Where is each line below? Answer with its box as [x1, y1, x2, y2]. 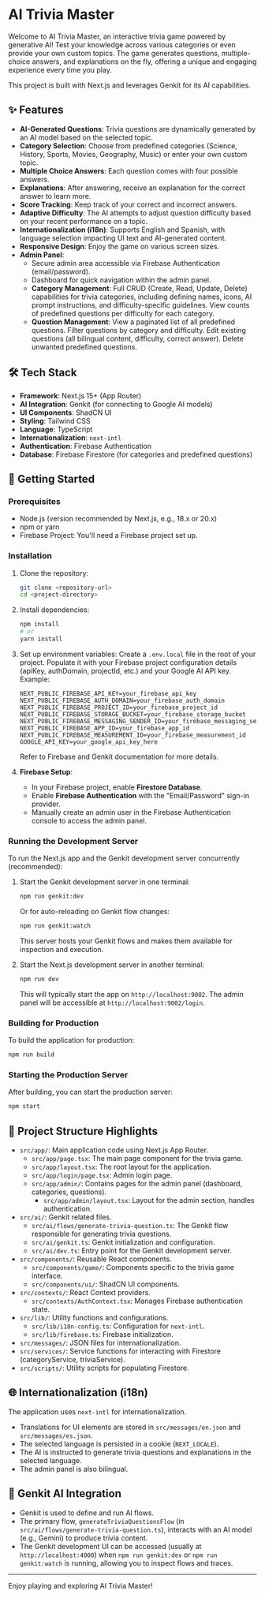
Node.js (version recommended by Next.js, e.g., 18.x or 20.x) [19, 514, 218, 524]
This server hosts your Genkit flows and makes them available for [19, 936, 233, 946]
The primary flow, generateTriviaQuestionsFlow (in [19, 1516, 185, 1525]
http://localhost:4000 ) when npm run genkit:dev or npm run [19, 1550, 218, 1559]
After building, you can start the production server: [8, 1087, 174, 1097]
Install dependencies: [19, 605, 90, 614]
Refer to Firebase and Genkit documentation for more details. [19, 752, 219, 761]
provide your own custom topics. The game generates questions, [8, 48, 220, 58]
